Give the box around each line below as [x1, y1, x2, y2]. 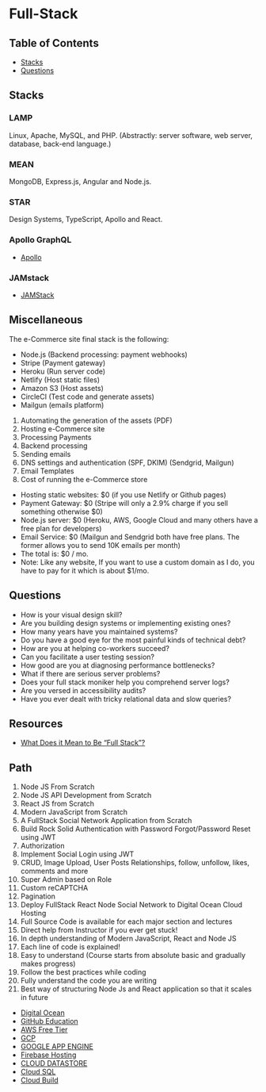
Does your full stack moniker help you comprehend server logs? [20, 677, 230, 687]
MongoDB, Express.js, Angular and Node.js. [9, 176, 152, 186]
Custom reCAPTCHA [20, 883, 89, 893]
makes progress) [20, 959, 76, 968]
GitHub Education [20, 1017, 78, 1026]
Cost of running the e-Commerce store [20, 474, 148, 484]
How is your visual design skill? [20, 610, 123, 619]
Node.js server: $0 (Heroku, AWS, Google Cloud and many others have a [20, 515, 258, 524]
